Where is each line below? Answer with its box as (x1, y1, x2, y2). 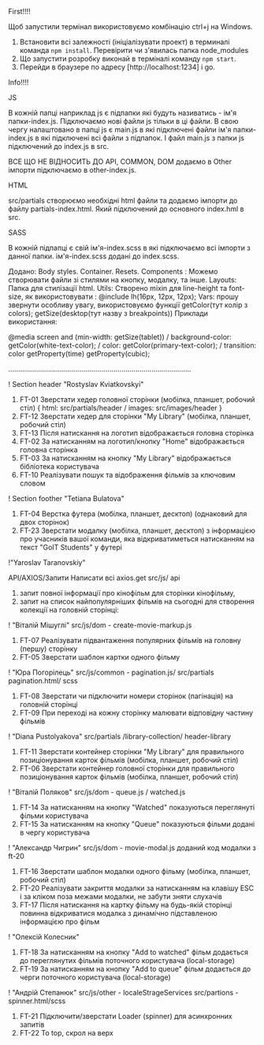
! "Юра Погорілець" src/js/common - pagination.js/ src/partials (8, 668, 214, 677)
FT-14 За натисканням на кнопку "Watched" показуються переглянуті (19, 803, 255, 812)
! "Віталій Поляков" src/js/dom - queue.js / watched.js (8, 787, 186, 797)
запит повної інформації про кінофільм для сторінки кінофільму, (19, 589, 236, 597)
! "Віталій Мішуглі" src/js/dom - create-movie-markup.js (8, 620, 192, 630)
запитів (19, 1020, 45, 1029)
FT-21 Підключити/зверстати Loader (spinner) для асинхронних (19, 1012, 232, 1021)
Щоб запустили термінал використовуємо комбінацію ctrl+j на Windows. (8, 22, 254, 31)
